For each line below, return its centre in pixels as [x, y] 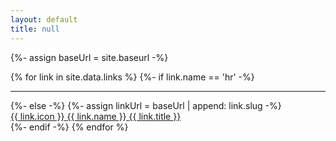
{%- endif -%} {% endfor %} [69, 127]
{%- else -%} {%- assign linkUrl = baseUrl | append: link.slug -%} [146, 105]
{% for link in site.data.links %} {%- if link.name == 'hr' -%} [132, 77]
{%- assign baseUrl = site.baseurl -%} [89, 57]
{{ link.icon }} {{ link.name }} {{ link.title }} [96, 116]
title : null [35, 29]
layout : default [44, 19]
